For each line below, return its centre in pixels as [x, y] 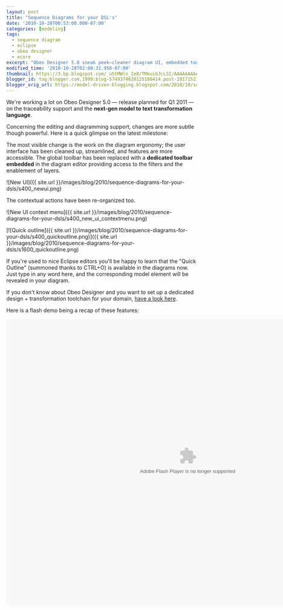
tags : [13, 34]
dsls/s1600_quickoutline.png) [43, 249]
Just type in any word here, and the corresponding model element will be [97, 274]
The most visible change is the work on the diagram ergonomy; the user [96, 145]
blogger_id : [21, 79]
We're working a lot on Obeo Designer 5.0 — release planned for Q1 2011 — [100, 102]
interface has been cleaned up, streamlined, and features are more [89, 151]
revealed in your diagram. [38, 281]
